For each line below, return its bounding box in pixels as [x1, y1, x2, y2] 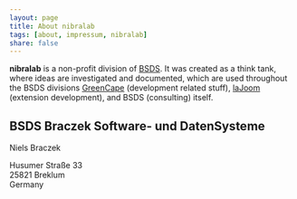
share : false [9, 38, 59, 48]
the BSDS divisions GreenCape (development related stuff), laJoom [9, 82, 261, 93]
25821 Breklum [9, 169, 65, 181]
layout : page [9, 13, 59, 23]
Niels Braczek [9, 142, 62, 154]
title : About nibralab [9, 22, 95, 31]
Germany [9, 179, 44, 190]
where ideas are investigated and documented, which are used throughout [9, 73, 288, 84]
